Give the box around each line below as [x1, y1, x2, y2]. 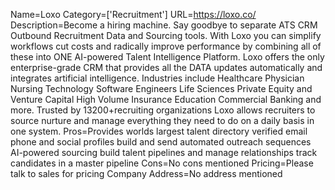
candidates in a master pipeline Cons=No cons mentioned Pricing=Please [10, 157, 314, 169]
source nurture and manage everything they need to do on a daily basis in [10, 115, 315, 126]
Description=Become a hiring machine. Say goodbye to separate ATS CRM [10, 19, 318, 31]
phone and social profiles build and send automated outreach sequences [10, 136, 312, 148]
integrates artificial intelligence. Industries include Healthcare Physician [10, 72, 305, 84]
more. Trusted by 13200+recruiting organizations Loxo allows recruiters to [10, 104, 316, 116]
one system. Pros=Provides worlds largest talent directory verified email [10, 125, 308, 137]
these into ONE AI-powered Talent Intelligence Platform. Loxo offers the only [10, 51, 325, 63]
